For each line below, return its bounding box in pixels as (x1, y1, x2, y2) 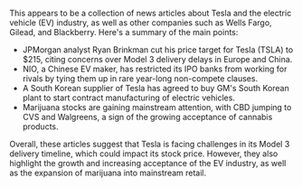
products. (22, 121, 59, 132)
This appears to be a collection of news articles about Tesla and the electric (9, 8, 292, 18)
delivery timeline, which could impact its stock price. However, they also (9, 148, 278, 159)
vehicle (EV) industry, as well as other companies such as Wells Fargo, (9, 17, 273, 28)
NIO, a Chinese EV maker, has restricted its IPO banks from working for (22, 63, 288, 74)
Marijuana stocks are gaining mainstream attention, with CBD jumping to (22, 102, 292, 112)
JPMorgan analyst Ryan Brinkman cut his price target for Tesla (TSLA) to (22, 44, 294, 55)
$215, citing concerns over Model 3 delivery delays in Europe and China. (22, 54, 293, 64)
